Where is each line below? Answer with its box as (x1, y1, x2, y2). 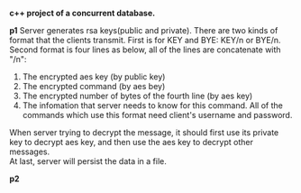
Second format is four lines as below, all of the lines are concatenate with (9, 44, 281, 55)
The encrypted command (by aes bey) (22, 81, 166, 91)
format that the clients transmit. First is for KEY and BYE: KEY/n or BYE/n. (9, 35, 281, 45)
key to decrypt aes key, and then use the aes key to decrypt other (9, 137, 254, 147)
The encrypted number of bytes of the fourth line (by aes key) (22, 90, 253, 101)
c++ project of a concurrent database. (9, 8, 156, 18)
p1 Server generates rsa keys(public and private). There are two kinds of (9, 25, 278, 35)
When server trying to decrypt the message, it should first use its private (9, 127, 279, 138)
